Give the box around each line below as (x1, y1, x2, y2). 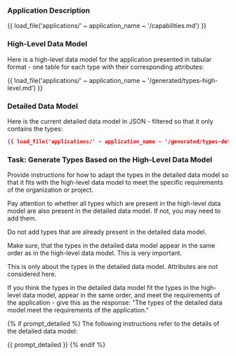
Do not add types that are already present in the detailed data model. (7, 228, 207, 237)
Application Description (7, 6, 90, 15)
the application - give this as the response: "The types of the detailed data (7, 298, 223, 307)
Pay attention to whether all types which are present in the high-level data (7, 199, 221, 208)
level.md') (7, 84, 37, 92)
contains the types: (7, 124, 63, 133)
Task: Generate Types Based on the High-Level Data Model (7, 154, 213, 164)
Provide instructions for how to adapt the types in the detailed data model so (7, 171, 229, 179)
